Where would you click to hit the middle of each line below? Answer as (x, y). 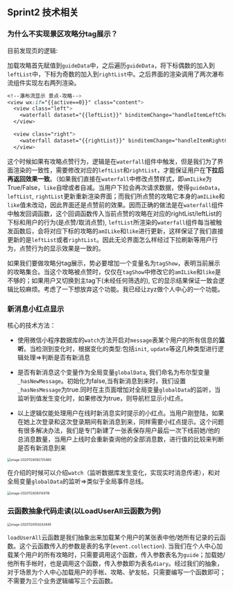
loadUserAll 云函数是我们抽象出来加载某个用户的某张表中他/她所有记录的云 (113, 537)
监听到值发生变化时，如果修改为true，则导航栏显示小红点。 (102, 398)
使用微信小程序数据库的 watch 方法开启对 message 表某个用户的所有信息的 (118, 340)
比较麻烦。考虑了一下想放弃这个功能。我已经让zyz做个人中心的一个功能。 (118, 289)
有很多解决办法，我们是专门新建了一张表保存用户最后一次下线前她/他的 (119, 430)
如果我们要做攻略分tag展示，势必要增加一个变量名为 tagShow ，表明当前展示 (114, 263)
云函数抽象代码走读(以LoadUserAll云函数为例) (84, 511)
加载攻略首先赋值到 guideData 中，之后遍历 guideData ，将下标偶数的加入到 (111, 65)
